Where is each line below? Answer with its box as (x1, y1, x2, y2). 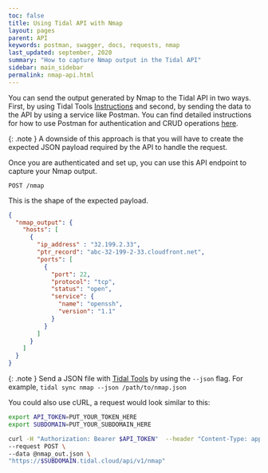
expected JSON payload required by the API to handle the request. (8, 142, 228, 152)
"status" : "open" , (50, 285, 112, 294)
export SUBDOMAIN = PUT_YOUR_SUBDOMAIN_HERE (8, 420, 152, 428)
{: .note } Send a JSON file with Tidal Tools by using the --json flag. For (8, 374, 243, 383)
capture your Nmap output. (8, 166, 97, 175)
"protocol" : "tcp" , (50, 278, 116, 286)
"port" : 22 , (50, 270, 91, 278)
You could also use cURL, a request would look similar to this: (8, 398, 211, 407)
